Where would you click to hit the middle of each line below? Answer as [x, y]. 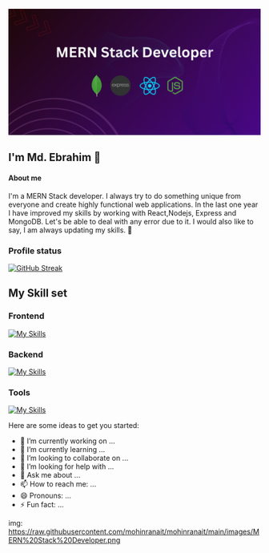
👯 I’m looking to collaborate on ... [74, 458]
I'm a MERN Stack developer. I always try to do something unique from [125, 196]
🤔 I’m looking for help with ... [67, 466]
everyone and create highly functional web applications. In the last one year [133, 204]
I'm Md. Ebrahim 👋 [55, 157]
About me [25, 178]
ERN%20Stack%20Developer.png [64, 540]
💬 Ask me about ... [50, 475]
